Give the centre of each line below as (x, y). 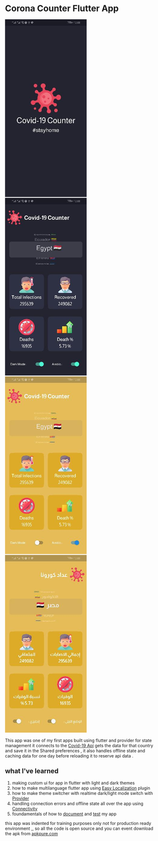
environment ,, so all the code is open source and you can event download (79, 828)
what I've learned (32, 771)
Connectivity (25, 808)
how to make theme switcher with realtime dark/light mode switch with (82, 793)
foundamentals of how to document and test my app (64, 814)
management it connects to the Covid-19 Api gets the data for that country (79, 745)
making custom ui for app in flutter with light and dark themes (73, 783)
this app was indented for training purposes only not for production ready (78, 823)
